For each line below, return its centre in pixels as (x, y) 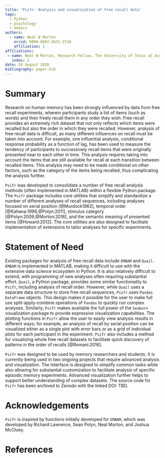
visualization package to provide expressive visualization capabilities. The (80, 313)
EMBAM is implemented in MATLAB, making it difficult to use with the (73, 266)
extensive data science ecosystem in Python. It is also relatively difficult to (80, 271)
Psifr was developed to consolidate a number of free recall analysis (74, 185)
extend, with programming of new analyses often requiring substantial (76, 276)
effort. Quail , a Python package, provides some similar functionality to (76, 281)
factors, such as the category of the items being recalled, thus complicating (82, 170)
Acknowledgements (47, 406)
